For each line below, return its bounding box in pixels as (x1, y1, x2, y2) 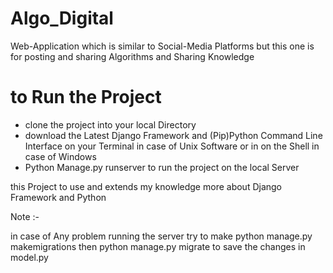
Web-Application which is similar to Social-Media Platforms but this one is (10, 40, 315, 52)
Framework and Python (10, 191, 107, 203)
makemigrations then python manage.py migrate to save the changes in (10, 240, 306, 252)
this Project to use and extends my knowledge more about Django (10, 180, 282, 192)
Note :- (10, 210, 40, 222)
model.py (10, 251, 49, 263)
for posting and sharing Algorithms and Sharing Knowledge (10, 50, 255, 62)
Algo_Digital (10, 7, 114, 30)
